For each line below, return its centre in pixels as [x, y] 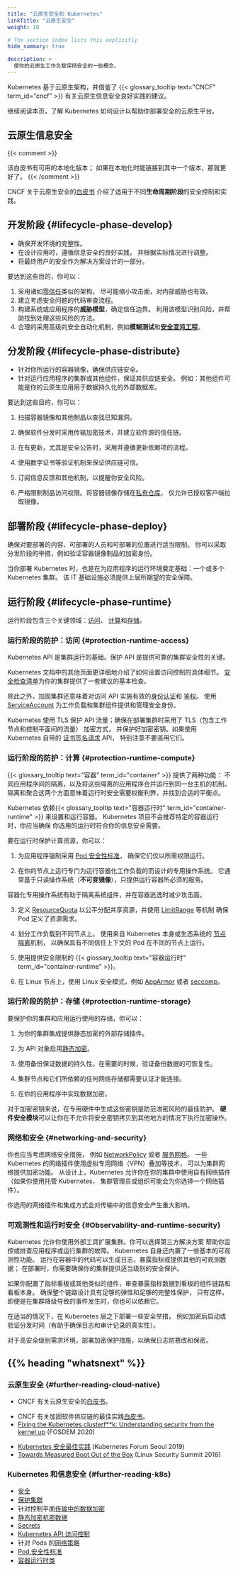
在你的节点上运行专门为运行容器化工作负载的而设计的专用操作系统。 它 [121, 870]
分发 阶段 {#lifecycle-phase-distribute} [94, 351]
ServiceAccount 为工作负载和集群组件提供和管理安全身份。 [93, 705]
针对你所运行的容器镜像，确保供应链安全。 [80, 370]
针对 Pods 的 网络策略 [49, 1543]
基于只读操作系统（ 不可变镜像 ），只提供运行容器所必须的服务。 [115, 879]
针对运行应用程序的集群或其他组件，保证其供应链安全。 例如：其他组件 [121, 378]
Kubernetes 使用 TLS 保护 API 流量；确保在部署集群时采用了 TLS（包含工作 [117, 720]
